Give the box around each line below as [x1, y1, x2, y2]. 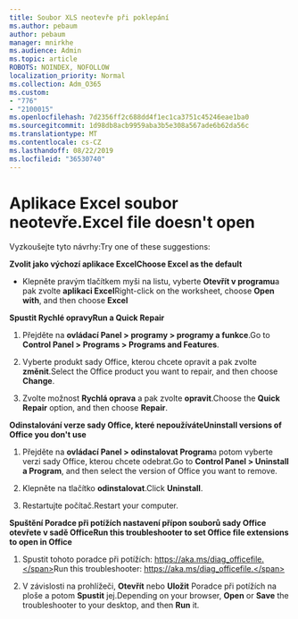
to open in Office [9, 537, 73, 547]
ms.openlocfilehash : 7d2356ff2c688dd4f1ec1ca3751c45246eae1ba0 [9, 113, 250, 122]
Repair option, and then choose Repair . [21, 403, 168, 413]
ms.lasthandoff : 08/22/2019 [9, 146, 114, 155]
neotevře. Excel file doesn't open [9, 212, 256, 233]
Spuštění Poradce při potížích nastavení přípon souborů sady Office [9, 518, 267, 529]
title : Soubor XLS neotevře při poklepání [9, 13, 170, 22]
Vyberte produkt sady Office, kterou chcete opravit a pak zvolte [21, 357, 257, 368]
